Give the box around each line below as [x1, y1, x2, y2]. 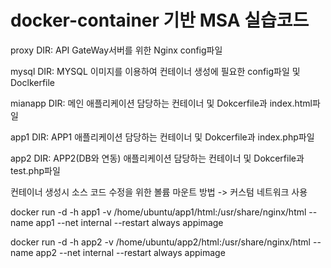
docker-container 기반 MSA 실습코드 [10, 9, 310, 32]
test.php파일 [10, 164, 61, 176]
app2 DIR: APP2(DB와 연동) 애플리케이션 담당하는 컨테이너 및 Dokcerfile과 [10, 152, 305, 164]
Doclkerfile [10, 76, 56, 88]
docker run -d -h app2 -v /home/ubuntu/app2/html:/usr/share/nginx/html [10, 236, 311, 248]
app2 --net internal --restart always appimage [35, 246, 226, 258]
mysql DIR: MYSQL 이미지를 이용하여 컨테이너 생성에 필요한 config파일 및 [10, 65, 301, 77]
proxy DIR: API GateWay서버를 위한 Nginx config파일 [10, 44, 223, 56]
